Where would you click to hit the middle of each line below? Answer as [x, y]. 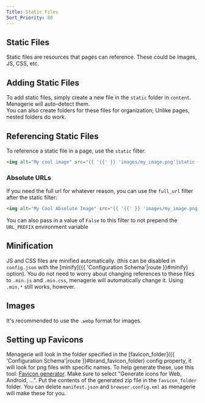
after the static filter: [32, 198]
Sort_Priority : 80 [30, 18]
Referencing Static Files [52, 136]
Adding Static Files [43, 83]
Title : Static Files [33, 12]
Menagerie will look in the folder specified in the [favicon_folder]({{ [91, 354]
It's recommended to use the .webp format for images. [74, 321]
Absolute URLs [29, 178]
